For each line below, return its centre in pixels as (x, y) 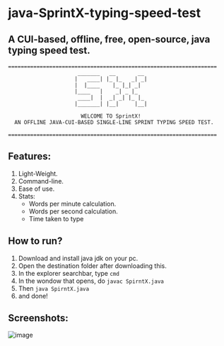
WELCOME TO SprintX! (111, 116)
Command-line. (41, 181)
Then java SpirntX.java (54, 288)
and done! (33, 296)
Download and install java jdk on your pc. (78, 258)
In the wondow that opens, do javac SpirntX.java (91, 281)
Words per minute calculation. (72, 203)
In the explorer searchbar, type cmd (69, 273)
